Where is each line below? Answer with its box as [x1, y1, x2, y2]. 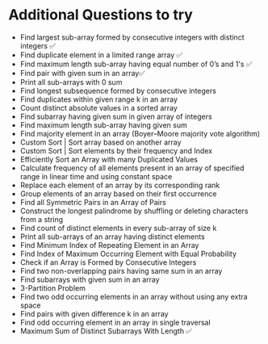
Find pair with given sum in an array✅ [19, 68, 145, 78]
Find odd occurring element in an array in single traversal [19, 317, 211, 327]
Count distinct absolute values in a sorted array [19, 103, 178, 112]
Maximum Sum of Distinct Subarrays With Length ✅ [19, 325, 192, 336]
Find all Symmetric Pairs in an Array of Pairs [19, 197, 167, 207]
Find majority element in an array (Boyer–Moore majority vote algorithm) [19, 128, 261, 138]
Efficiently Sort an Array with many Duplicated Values [19, 154, 198, 164]
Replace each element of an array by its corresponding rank [19, 180, 220, 190]
